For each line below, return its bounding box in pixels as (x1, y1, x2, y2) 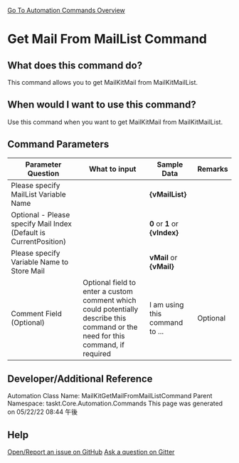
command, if (83, 340, 124, 350)
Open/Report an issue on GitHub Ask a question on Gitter (7, 448, 175, 457)
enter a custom (83, 286, 133, 296)
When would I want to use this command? (7, 99, 197, 111)
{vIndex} (149, 227, 179, 237)
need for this (83, 331, 126, 340)
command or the (83, 322, 138, 332)
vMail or (149, 252, 178, 262)
